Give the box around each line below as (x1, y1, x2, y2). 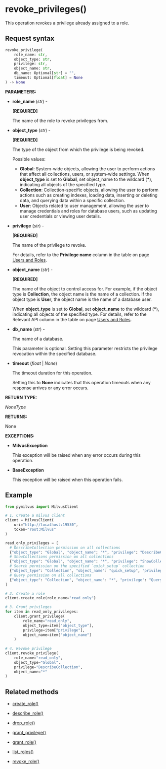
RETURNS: (5, 414, 27, 419)
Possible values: (12, 156, 46, 162)
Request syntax (5, 34, 54, 43)
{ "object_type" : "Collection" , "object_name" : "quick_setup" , (9, 568, 140, 573)
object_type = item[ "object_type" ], (23, 623, 94, 628)
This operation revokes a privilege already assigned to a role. (5, 20, 129, 26)
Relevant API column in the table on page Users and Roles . (12, 316, 132, 322)
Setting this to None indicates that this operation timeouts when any (12, 379, 151, 385)
